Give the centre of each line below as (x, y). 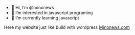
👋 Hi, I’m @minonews (33, 8)
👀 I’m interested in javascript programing (52, 13)
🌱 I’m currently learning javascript (45, 18)
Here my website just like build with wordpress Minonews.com (67, 27)
